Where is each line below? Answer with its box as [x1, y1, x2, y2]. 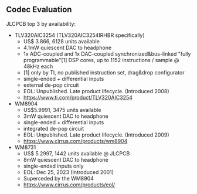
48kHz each [23, 63, 53, 70]
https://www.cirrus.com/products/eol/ [23, 181, 116, 188]
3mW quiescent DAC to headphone [23, 113, 108, 120]
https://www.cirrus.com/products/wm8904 [23, 137, 128, 144]
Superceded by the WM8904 [23, 175, 94, 182]
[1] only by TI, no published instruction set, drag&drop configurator [23, 69, 185, 76]
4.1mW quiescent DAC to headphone [23, 44, 112, 51]
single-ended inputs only [23, 162, 84, 169]
